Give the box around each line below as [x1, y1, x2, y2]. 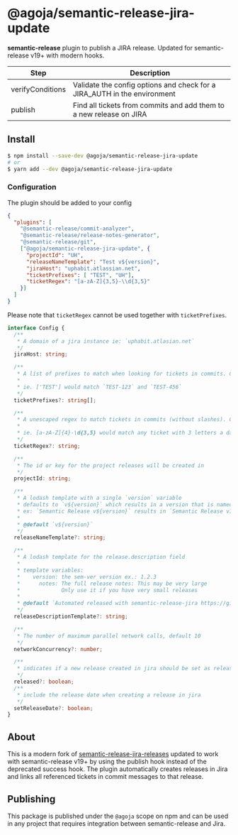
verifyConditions [11, 84, 66, 94]
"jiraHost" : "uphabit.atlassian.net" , [25, 265, 141, 272]
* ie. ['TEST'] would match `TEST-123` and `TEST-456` [16, 383, 182, 391]
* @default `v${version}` [16, 520, 93, 528]
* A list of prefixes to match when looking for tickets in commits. [16, 371, 227, 378]
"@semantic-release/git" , [20, 239, 97, 246]
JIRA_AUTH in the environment [72, 89, 176, 99]
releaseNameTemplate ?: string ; [13, 534, 106, 541]
